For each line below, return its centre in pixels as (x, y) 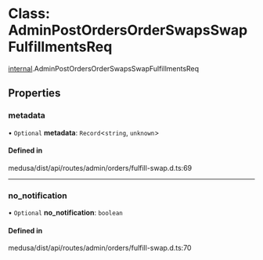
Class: (29, 14)
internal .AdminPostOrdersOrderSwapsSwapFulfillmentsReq (104, 68)
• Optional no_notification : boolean (66, 213)
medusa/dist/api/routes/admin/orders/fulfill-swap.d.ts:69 (100, 168)
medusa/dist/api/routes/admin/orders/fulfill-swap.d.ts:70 (100, 248)
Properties (34, 94)
